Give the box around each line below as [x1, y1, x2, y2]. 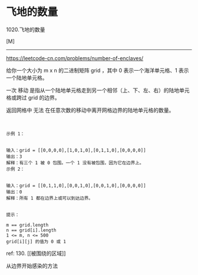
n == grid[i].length [6, 227, 57, 233]
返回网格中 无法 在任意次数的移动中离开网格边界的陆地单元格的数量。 [6, 107, 174, 114]
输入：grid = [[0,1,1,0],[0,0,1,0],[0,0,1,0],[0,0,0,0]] [6, 183, 146, 188]
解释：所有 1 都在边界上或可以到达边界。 [6, 195, 93, 201]
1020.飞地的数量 [6, 26, 45, 33]
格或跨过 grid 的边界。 [6, 94, 60, 101]
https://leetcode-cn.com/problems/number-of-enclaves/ [6, 54, 144, 62]
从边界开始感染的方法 [6, 262, 58, 269]
